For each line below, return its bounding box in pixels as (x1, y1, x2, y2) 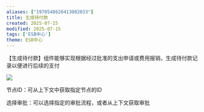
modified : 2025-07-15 (6, 25, 61, 32)
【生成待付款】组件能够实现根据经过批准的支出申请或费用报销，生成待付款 (6, 54, 192, 61)
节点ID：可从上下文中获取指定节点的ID (6, 86, 102, 93)
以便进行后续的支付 (11, 62, 59, 69)
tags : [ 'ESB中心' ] (6, 31, 51, 38)
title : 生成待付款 (6, 15, 49, 21)
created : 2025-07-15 (6, 20, 59, 26)
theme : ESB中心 (6, 37, 43, 43)
